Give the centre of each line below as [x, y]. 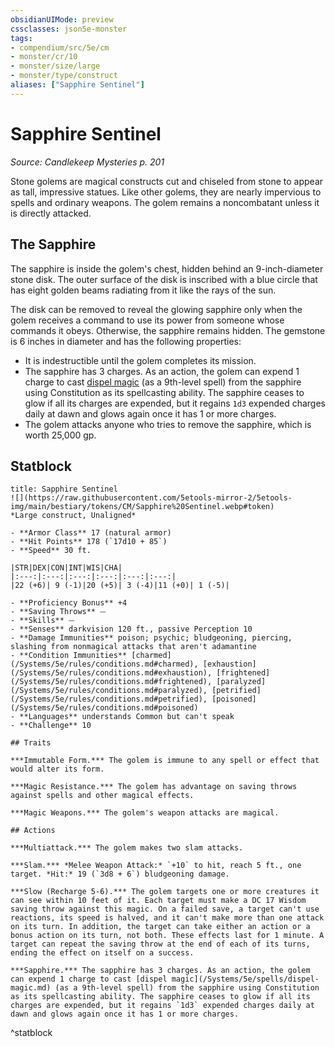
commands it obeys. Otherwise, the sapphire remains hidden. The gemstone [168, 330]
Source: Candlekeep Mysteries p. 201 [87, 162]
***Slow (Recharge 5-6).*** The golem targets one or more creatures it [165, 892]
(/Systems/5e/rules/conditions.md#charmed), [104, 664]
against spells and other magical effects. [102, 796]
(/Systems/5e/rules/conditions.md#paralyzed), [109, 691]
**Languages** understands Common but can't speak [127, 717]
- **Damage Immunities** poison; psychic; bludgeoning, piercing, [151, 638]
